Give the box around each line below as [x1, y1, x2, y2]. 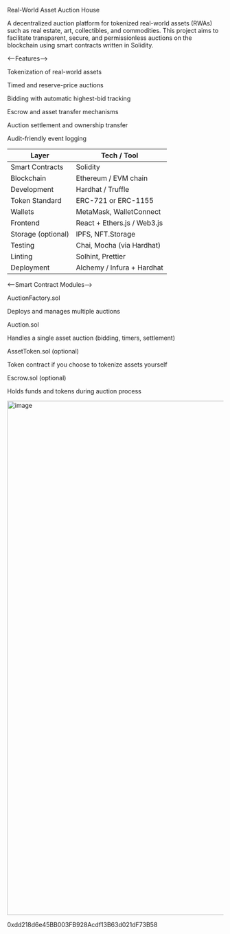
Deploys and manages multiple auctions [7, 307, 120, 315]
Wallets [10, 207, 34, 216]
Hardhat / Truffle [76, 185, 130, 194]
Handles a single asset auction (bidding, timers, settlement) [7, 334, 176, 342]
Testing [10, 241, 35, 250]
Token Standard [10, 196, 62, 205]
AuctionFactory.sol [7, 294, 60, 302]
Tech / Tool [100, 151, 139, 160]
